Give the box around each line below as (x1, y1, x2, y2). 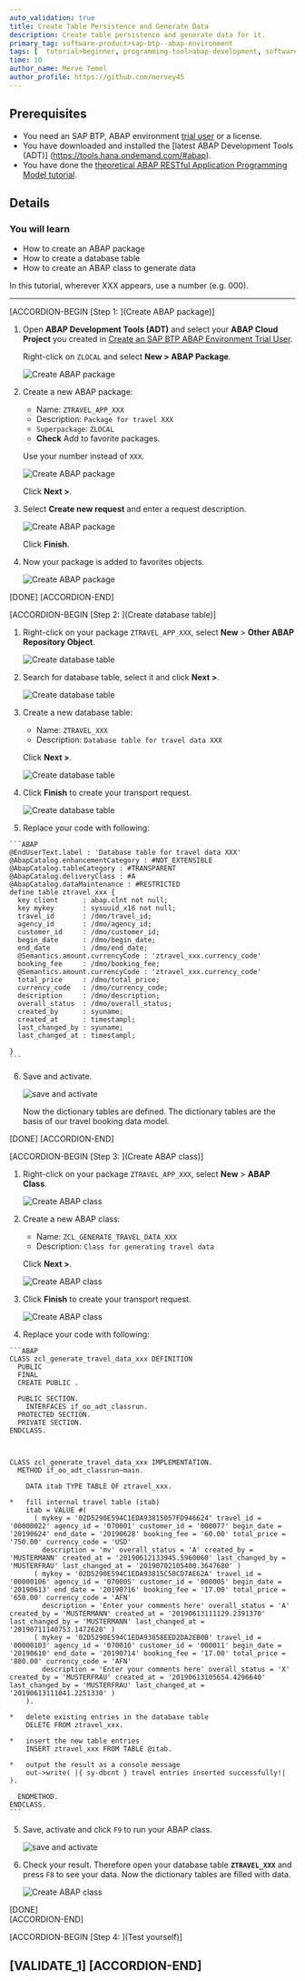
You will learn (9, 222, 71, 235)
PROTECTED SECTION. (17, 1411, 92, 1420)
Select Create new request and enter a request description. (22, 504, 247, 515)
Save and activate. (22, 1071, 93, 1082)
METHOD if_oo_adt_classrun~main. (17, 1466, 144, 1475)
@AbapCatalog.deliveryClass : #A (9, 872, 136, 881)
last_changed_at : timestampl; (17, 1031, 136, 1041)
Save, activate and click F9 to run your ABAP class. (22, 1825, 212, 1835)
